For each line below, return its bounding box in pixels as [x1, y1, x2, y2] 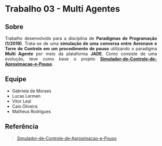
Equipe [5, 75, 27, 83]
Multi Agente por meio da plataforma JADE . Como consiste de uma [5, 51, 158, 57]
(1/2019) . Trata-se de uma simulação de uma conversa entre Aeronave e [5, 41, 157, 46]
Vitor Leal [12, 98, 31, 104]
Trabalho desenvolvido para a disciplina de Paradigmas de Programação [5, 35, 157, 41]
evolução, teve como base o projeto [5, 56, 95, 61]
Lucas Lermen [12, 93, 41, 99]
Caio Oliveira [12, 103, 38, 109]
